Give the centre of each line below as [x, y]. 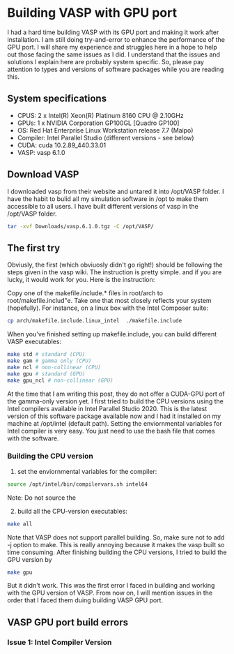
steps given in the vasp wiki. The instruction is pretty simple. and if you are [115, 272]
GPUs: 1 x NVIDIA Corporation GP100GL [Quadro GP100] [98, 123]
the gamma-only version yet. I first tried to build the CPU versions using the [116, 401]
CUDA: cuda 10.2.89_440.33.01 [62, 145]
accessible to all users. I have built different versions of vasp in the [103, 206]
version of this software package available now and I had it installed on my [114, 416]
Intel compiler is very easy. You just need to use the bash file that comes [111, 431]
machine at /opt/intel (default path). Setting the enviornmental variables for [115, 423]
